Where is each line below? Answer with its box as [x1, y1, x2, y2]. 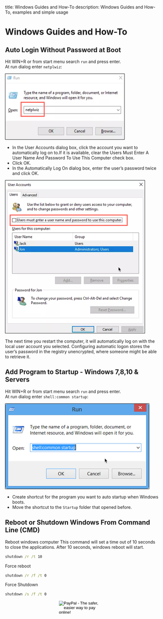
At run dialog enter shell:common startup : [5, 393, 89, 399]
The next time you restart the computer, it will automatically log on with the [5, 338, 155, 344]
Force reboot [5, 563, 31, 569]
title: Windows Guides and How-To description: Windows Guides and [5, 4, 144, 10]
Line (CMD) [5, 526, 40, 534]
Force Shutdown [5, 582, 38, 588]
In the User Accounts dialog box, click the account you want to [12, 145, 138, 150]
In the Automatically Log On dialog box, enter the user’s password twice [12, 165, 157, 171]
